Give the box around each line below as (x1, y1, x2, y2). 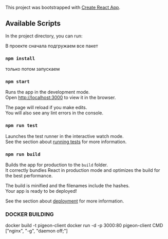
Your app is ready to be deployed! (5, 188, 77, 194)
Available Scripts (5, 19, 61, 28)
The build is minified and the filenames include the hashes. (5, 183, 130, 189)
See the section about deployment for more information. (5, 198, 124, 204)
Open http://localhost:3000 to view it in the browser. (5, 94, 116, 101)
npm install (5, 55, 35, 61)
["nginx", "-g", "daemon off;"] (5, 228, 68, 234)
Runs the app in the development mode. (5, 89, 90, 95)
